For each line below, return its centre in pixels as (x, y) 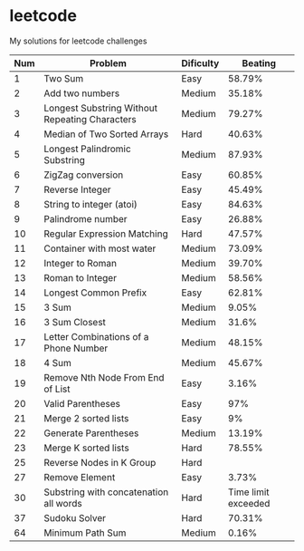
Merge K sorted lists (86, 448)
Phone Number (76, 348)
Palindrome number (86, 218)
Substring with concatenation (106, 492)
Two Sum (64, 78)
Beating (259, 63)
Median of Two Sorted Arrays (106, 134)
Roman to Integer (81, 277)
